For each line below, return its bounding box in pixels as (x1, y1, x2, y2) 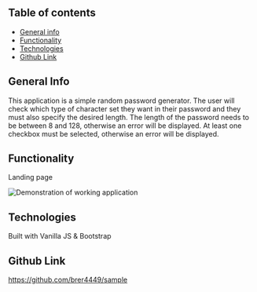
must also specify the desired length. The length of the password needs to (8, 112, 250, 122)
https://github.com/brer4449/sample (8, 275, 128, 285)
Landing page (8, 173, 53, 182)
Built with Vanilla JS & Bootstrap (8, 232, 112, 241)
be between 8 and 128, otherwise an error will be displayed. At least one (8, 121, 242, 130)
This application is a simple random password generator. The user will (8, 96, 235, 105)
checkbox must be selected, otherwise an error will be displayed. (8, 129, 219, 138)
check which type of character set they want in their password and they (8, 104, 241, 113)
